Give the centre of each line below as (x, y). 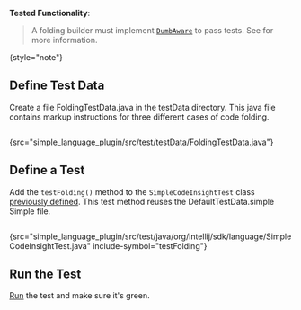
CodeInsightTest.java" (50, 245)
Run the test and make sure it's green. (80, 296)
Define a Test (47, 170)
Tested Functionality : (50, 13)
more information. (64, 40)
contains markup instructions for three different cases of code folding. (139, 117)
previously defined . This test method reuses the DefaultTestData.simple (142, 201)
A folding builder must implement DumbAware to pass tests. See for (152, 30)
